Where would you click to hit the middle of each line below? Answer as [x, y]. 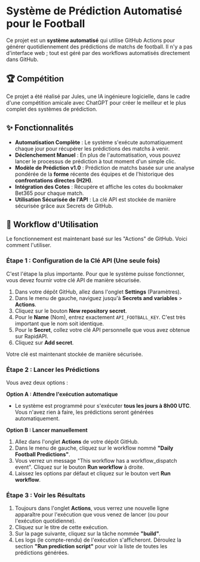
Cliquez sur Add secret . [44, 343]
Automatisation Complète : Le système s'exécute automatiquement [99, 142]
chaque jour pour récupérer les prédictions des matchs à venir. [92, 148]
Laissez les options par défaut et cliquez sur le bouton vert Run [93, 473]
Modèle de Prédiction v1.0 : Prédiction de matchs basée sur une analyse [104, 167]
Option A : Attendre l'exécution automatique [62, 394]
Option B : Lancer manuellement [47, 430]
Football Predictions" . [42, 454]
